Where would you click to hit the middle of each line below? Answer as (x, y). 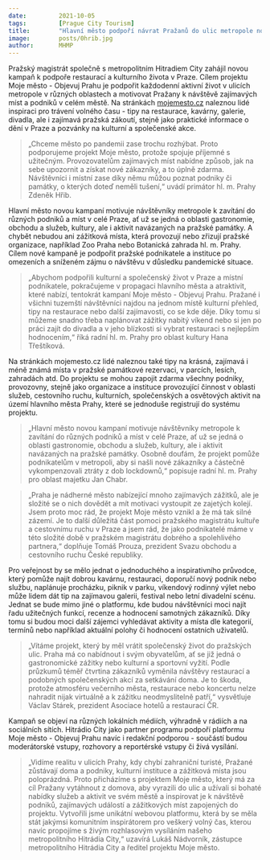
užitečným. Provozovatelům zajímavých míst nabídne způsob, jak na (141, 161)
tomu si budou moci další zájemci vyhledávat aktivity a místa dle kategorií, (131, 622)
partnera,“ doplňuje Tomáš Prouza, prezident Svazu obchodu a (132, 547)
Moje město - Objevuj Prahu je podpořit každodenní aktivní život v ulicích (129, 86)
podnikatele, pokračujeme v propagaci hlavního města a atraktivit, (137, 286)
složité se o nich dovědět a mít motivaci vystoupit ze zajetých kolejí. (140, 504)
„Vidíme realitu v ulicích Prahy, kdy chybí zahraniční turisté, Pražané (140, 762)
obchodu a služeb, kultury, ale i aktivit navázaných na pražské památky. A (131, 228)
